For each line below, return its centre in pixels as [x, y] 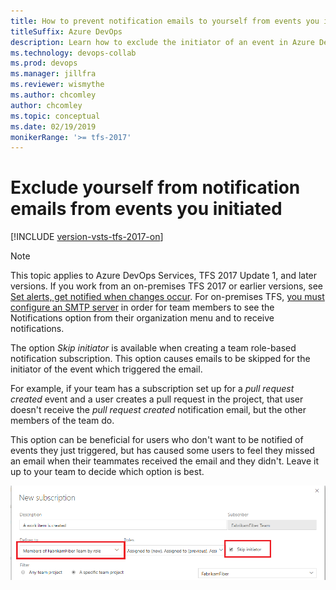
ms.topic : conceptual [55, 116]
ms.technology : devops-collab [73, 53]
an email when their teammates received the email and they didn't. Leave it [164, 461]
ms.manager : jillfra [53, 74]
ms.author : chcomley [53, 95]
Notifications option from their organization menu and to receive [142, 318]
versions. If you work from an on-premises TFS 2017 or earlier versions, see [167, 286]
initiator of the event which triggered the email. [106, 369]
